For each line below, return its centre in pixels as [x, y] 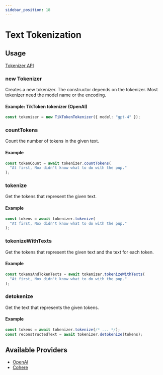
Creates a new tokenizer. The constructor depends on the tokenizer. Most [81, 89]
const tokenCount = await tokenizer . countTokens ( [58, 163]
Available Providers [36, 350]
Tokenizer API [20, 66]
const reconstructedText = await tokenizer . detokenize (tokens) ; [74, 334]
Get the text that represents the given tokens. [52, 307]
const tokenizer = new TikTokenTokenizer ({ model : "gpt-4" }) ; [73, 117]
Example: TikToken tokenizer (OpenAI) [46, 106]
